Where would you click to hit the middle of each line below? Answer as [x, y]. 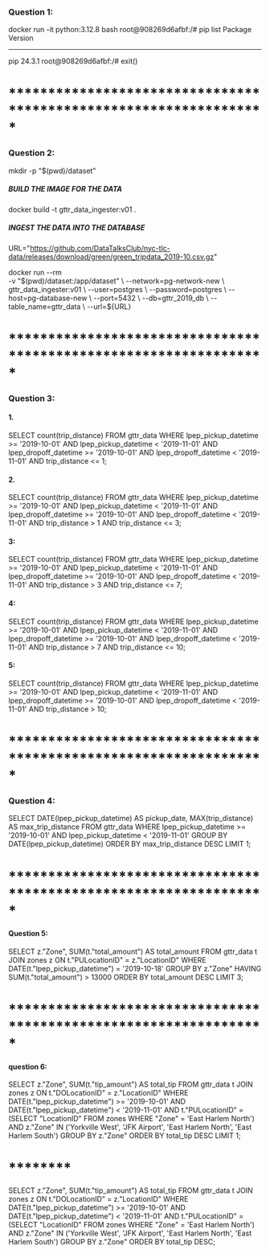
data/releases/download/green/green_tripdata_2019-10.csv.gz [111, 257]
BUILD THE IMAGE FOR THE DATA [65, 189]
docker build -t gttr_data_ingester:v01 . [72, 209]
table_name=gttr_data [45, 306]
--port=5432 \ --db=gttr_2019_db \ [151, 298]
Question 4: [32, 801]
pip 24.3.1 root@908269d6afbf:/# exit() [73, 61]
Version [21, 38]
